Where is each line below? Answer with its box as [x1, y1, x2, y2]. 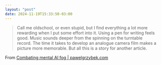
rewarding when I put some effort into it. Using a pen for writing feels [16, 30, 155, 36]
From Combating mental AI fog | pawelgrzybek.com [5, 54, 108, 60]
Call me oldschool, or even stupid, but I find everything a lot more [16, 25, 148, 30]
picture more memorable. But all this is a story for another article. [16, 45, 147, 51]
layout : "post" [5, 7, 36, 12]
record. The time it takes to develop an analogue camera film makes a [16, 40, 157, 46]
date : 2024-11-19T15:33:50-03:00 [5, 12, 73, 16]
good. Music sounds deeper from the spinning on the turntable [16, 35, 143, 41]
